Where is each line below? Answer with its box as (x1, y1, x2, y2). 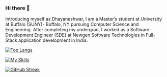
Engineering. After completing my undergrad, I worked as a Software (5, 27, 150, 33)
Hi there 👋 (5, 5, 31, 12)
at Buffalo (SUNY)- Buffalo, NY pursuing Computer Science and (5, 21, 139, 27)
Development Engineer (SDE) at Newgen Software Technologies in (5, 32, 145, 38)
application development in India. (18, 37, 88, 43)
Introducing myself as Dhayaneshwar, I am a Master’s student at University (5, 16, 162, 22)
